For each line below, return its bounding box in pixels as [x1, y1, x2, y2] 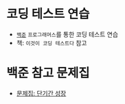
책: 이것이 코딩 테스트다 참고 [16, 38, 87, 47]
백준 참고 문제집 [6, 66, 90, 81]
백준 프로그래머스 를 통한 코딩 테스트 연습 [16, 30, 118, 38]
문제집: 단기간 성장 [16, 89, 67, 97]
